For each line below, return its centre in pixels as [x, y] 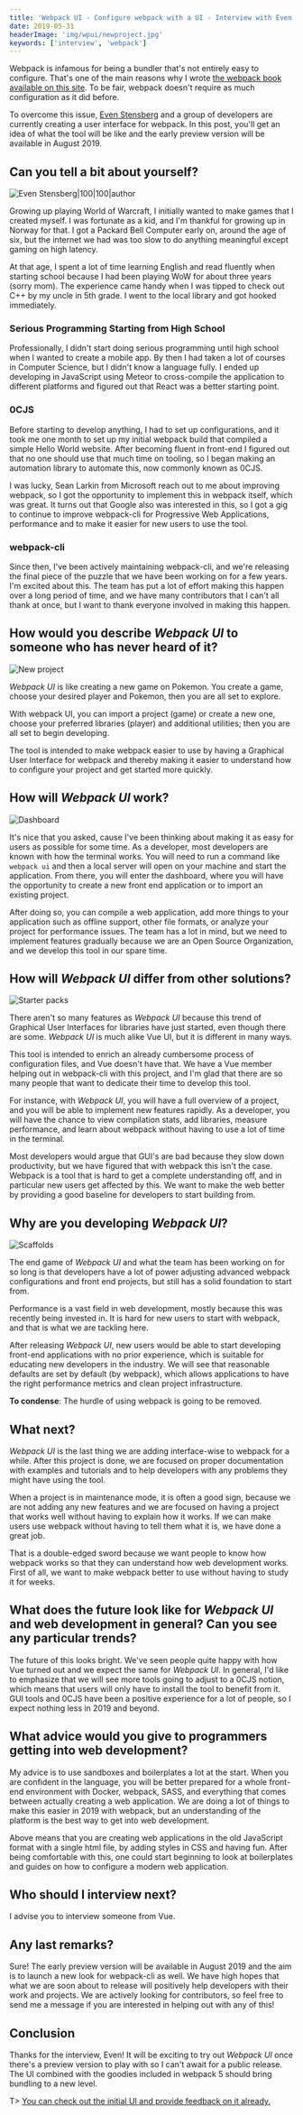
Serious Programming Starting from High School [117, 328]
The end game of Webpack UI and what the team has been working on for [147, 1263]
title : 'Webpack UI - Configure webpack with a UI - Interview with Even [151, 18]
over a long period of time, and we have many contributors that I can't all [144, 595]
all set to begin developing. [60, 732]
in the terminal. [37, 1139]
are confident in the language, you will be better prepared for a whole [138, 1781]
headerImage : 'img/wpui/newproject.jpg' [87, 34]
